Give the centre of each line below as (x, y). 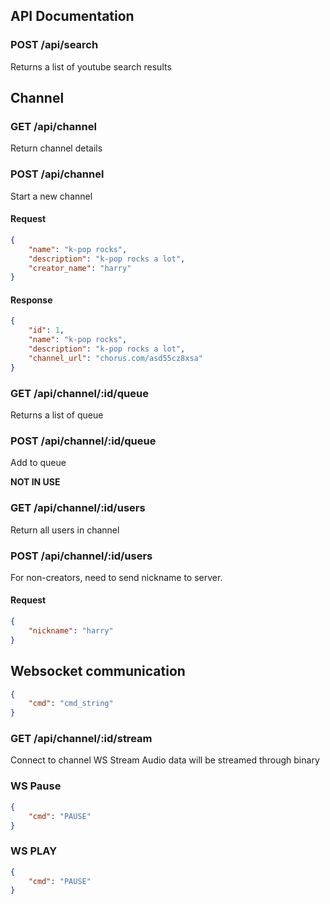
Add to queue (38, 463)
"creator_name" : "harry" (80, 268)
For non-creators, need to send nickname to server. (116, 577)
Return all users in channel (65, 530)
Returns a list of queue (57, 415)
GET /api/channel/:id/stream (81, 739)
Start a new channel (51, 196)
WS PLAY (34, 851)
